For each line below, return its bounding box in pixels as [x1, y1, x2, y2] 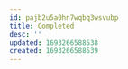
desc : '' [9, 30, 42, 39]
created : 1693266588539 [9, 47, 99, 56]
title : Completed [9, 22, 75, 30]
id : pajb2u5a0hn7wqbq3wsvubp [9, 13, 119, 22]
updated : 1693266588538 [9, 38, 99, 47]
